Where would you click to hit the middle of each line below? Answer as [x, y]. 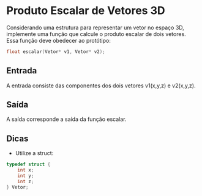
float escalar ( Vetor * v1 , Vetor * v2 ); [56, 52]
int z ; [26, 181]
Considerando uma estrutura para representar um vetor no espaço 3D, [95, 27]
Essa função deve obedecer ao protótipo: [59, 40]
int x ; [26, 170]
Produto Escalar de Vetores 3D [86, 11]
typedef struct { [28, 165]
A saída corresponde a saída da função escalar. [66, 119]
